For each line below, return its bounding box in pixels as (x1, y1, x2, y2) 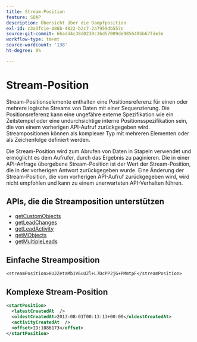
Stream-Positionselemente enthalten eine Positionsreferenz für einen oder (6, 98, 189, 105)
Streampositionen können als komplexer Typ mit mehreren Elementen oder (6, 129, 189, 137)
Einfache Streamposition (6, 254, 100, 265)
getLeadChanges (14, 219, 58, 226)
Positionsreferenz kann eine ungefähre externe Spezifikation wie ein (6, 111, 174, 118)
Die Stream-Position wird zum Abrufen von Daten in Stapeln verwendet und (6, 147, 192, 155)
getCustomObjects (14, 212, 61, 219)
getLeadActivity (14, 225, 54, 232)
